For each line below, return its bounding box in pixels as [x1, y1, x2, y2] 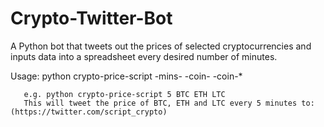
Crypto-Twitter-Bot [10, 7, 173, 30]
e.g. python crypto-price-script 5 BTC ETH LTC [23, 89, 226, 99]
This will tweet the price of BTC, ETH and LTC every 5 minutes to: [23, 98, 315, 108]
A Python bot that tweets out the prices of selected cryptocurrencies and [10, 40, 312, 52]
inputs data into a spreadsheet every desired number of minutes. [10, 50, 278, 62]
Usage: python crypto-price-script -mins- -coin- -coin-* [10, 70, 243, 82]
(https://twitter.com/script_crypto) [10, 107, 168, 117]
